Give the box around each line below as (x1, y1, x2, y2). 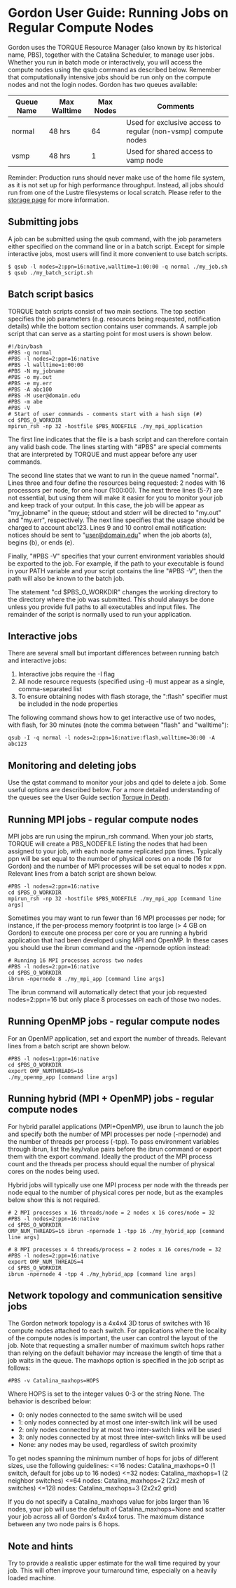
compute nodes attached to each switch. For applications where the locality (8, 1326, 227, 1335)
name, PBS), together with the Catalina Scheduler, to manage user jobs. (8, 51, 215, 59)
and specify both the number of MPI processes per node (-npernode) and (8, 1130, 221, 1138)
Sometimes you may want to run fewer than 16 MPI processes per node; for (8, 914, 226, 922)
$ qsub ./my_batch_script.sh (8, 269, 93, 276)
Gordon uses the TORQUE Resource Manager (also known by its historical (8, 43, 221, 51)
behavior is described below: (8, 1397, 92, 1406)
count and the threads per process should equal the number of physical (8, 1159, 216, 1168)
